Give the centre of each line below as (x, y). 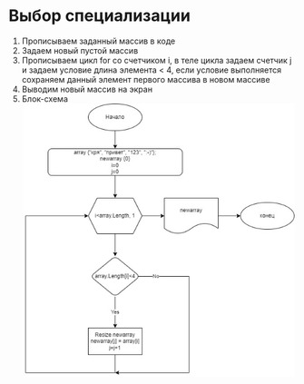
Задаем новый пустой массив (80, 50)
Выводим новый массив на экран (87, 89)
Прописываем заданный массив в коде (98, 41)
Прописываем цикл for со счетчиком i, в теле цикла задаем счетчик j (157, 60)
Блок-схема (45, 98)
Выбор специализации (100, 16)
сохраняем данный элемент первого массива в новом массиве (146, 79)
